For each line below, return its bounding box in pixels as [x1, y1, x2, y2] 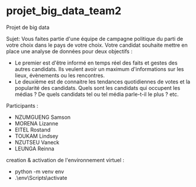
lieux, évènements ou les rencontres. [14, 72, 105, 79]
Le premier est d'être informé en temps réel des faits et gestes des [14, 59, 178, 66]
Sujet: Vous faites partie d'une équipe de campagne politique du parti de [6, 35, 184, 42]
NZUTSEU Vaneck [14, 138, 60, 146]
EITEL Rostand [14, 126, 51, 133]
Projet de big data [6, 24, 50, 31]
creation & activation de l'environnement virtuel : [6, 156, 124, 163]
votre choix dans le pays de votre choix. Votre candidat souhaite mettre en [6, 41, 188, 49]
